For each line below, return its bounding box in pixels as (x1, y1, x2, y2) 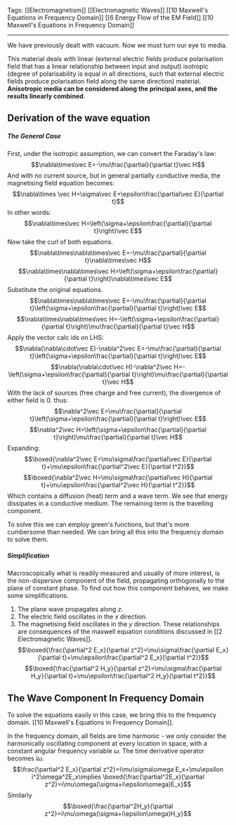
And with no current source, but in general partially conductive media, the (7, 171, 221, 180)
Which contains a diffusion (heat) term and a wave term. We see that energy (7, 491, 228, 501)
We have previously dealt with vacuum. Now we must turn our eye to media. (7, 41, 228, 49)
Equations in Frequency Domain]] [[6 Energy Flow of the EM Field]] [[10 (7, 13, 214, 22)
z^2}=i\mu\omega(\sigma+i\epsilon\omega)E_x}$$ (44, 780, 192, 788)
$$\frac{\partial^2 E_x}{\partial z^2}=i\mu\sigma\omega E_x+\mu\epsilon (13, 765, 223, 774)
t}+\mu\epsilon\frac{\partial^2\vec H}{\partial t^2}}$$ (41, 481, 195, 489)
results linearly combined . (7, 92, 86, 100)
